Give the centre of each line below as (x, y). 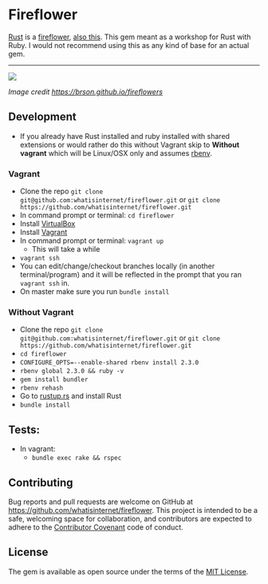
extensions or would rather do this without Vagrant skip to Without (130, 145)
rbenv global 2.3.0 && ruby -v (72, 371)
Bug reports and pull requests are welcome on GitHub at (101, 502)
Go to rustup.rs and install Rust (71, 396)
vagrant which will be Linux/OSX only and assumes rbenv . (116, 153)
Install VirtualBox (47, 224)
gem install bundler (54, 380)
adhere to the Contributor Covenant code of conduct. (96, 527)
